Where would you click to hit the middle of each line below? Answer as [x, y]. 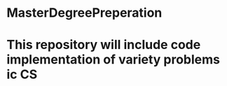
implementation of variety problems [113, 60]
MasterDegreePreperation [84, 13]
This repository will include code [104, 45]
